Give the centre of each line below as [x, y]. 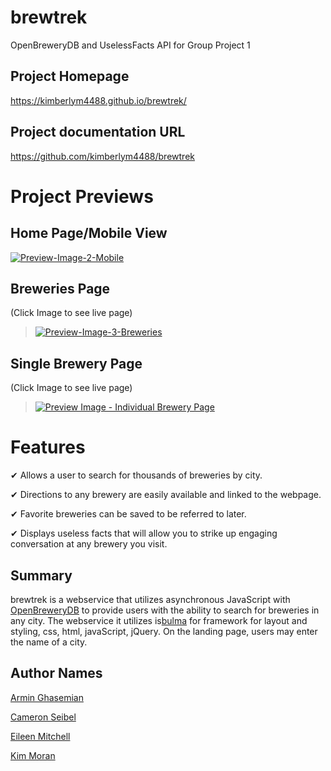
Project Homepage [70, 76]
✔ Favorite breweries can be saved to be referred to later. [128, 514]
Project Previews [82, 196]
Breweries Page [60, 288]
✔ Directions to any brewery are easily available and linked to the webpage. [166, 495]
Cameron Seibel [43, 717]
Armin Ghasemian [47, 697]
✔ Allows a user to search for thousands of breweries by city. [136, 475]
